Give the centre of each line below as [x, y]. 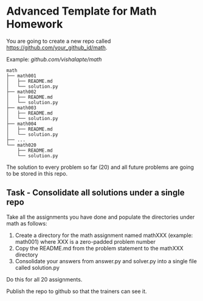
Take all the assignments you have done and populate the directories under [101, 217]
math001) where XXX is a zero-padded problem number [85, 241]
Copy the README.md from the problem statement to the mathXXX [99, 248]
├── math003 [21, 108]
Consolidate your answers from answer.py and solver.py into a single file [106, 261]
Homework [35, 24]
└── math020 [21, 145]
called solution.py [37, 267]
